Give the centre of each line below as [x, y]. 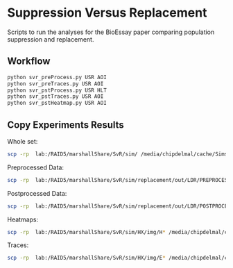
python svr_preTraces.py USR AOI [55, 84]
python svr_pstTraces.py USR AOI [55, 97]
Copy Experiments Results [66, 125]
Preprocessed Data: [36, 167]
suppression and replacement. [51, 39]
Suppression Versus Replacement [107, 13]
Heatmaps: [23, 219]
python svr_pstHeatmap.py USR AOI [57, 103]
